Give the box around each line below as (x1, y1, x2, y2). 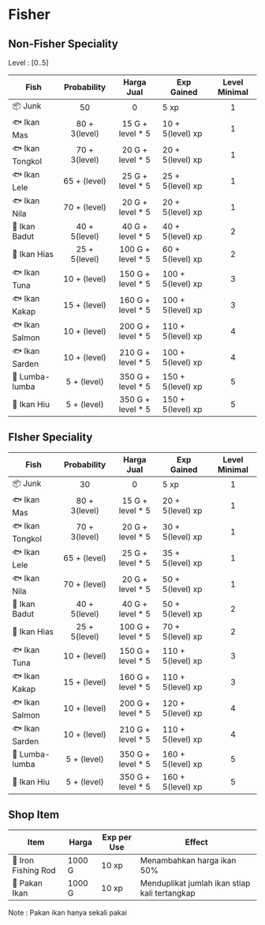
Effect (185, 836, 208, 848)
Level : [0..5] (8, 58, 49, 67)
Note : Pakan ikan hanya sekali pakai (8, 908, 128, 917)
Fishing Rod (12, 864, 57, 875)
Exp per (102, 832, 132, 843)
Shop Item (8, 808, 60, 821)
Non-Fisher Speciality (8, 37, 118, 51)
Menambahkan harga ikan (140, 855, 237, 866)
